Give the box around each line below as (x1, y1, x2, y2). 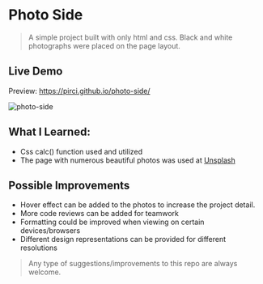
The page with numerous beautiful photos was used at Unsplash (19, 155, 236, 165)
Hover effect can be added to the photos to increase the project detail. (19, 200, 256, 210)
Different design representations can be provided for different (19, 235, 227, 244)
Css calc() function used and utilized (19, 146, 143, 156)
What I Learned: (8, 125, 91, 139)
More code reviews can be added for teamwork (19, 209, 180, 218)
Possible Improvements (8, 178, 130, 192)
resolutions (19, 243, 58, 252)
